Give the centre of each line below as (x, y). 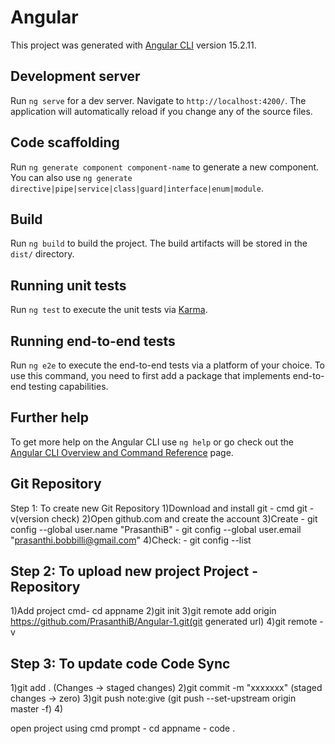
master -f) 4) (37, 709)
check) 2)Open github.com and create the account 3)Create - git (184, 518)
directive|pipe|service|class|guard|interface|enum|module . (137, 188)
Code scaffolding (65, 142)
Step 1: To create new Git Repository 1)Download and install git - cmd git (159, 508)
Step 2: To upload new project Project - (134, 571)
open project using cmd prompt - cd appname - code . (123, 728)
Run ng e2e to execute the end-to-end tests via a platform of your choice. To (168, 365)
